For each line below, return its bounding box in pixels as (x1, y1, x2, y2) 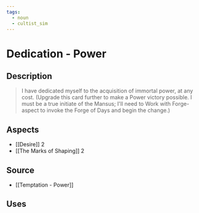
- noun (12, 15, 29, 21)
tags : (6, 9, 20, 15)
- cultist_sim (12, 20, 48, 26)
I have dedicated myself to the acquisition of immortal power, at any (21, 87, 193, 95)
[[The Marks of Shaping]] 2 (15, 148, 85, 155)
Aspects (6, 124, 39, 135)
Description (6, 71, 52, 81)
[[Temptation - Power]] (15, 181, 74, 189)
